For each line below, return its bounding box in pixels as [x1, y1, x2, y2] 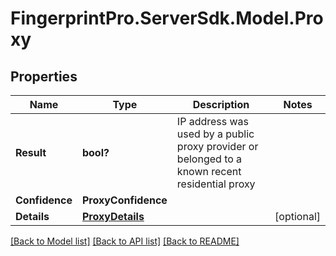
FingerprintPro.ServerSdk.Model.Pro [10, 7, 324, 30]
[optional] [274, 210, 321, 223]
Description [192, 98, 250, 111]
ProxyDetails [81, 210, 145, 223]
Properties [10, 68, 78, 85]
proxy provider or [176, 140, 259, 153]
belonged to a [176, 152, 243, 166]
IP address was [176, 115, 250, 128]
